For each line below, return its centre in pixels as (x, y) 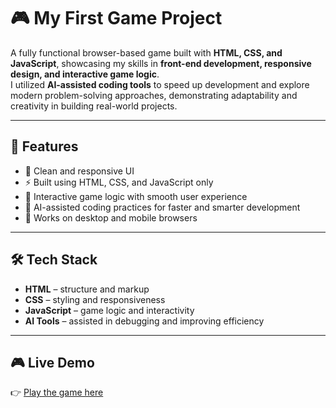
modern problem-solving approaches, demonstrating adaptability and (154, 95)
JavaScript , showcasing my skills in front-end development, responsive (161, 63)
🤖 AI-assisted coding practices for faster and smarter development (162, 207)
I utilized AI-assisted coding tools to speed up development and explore (160, 84)
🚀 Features (44, 146)
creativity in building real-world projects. (94, 106)
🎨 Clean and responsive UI (79, 171)
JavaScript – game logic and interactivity (109, 310)
